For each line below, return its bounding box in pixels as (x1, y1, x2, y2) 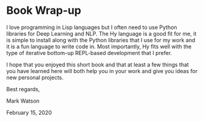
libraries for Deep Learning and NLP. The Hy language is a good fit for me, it (6, 30, 197, 37)
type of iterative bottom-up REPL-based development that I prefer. (6, 49, 172, 56)
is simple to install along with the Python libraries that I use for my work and (6, 36, 195, 43)
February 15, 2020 (6, 109, 52, 116)
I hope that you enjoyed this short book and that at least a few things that (6, 61, 189, 68)
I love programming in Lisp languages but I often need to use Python (6, 24, 177, 31)
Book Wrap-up (6, 4, 81, 18)
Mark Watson (6, 97, 40, 104)
